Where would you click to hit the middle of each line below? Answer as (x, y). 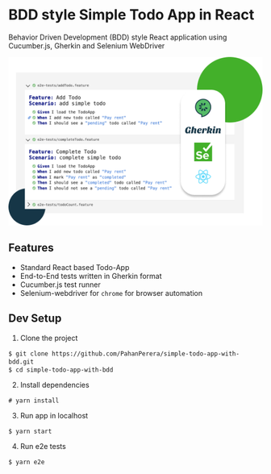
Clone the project (49, 338)
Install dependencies (55, 385)
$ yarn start (30, 431)
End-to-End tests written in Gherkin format (91, 276)
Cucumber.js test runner (60, 285)
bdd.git (21, 362)
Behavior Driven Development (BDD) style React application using (118, 37)
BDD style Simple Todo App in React (131, 15)
